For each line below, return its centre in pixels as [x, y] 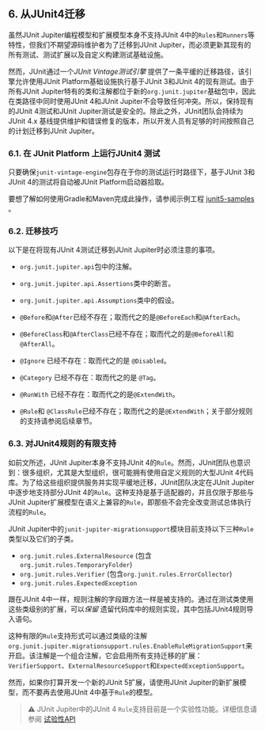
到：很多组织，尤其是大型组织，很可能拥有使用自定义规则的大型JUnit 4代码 [131, 472]
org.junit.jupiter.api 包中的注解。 [78, 267]
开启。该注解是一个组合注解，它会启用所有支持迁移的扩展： [105, 655]
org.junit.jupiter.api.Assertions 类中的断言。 [97, 284]
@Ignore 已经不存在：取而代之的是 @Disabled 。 [95, 361]
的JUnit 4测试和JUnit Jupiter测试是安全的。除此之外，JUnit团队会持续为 [126, 111]
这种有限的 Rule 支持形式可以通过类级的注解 [78, 635]
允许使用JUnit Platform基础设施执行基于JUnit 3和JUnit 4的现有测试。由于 [134, 81]
